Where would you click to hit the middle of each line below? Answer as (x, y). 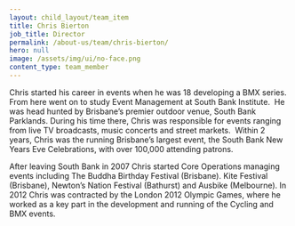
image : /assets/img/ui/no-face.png (75, 59)
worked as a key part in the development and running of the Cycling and (141, 204)
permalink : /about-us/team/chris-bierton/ (89, 42)
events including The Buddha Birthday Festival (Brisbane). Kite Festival (139, 175)
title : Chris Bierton (49, 26)
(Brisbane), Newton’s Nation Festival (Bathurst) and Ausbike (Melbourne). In (148, 185)
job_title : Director (48, 34)
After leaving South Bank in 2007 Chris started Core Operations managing (144, 166)
